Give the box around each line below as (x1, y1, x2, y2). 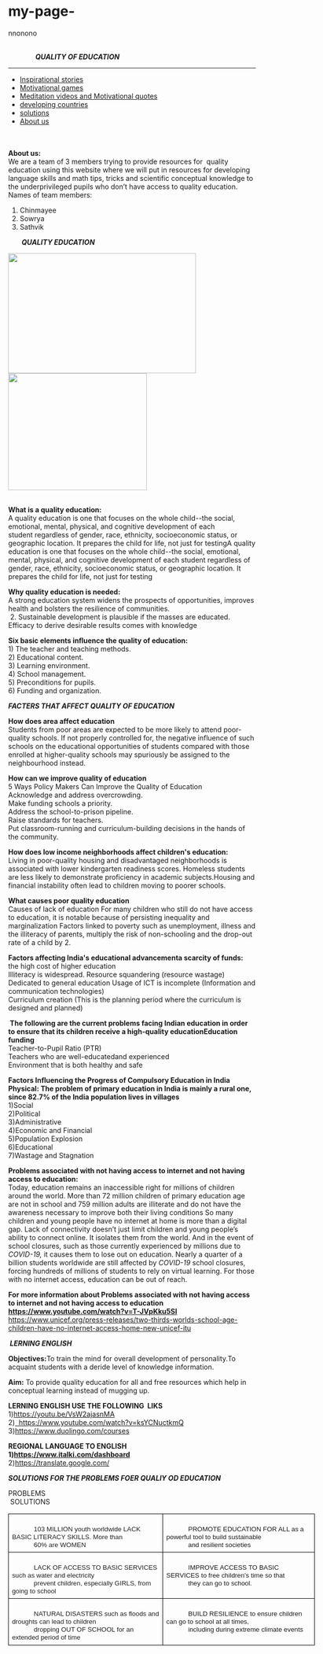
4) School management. (8, 669, 86, 678)
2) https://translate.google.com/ (8, 1458, 110, 1468)
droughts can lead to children (11, 1618, 97, 1626)
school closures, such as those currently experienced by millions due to (8, 1241, 241, 1250)
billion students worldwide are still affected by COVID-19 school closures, (8, 1257, 246, 1267)
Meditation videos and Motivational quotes (19, 91, 158, 101)
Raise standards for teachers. (8, 815, 104, 825)
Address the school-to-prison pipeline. (8, 807, 134, 816)
